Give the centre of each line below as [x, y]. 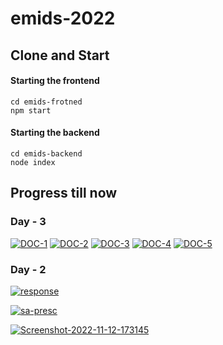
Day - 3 [28, 222]
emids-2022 [63, 18]
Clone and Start [60, 55]
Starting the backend [55, 133]
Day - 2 [28, 269]
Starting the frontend [55, 81]
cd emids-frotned [46, 102]
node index [33, 162]
